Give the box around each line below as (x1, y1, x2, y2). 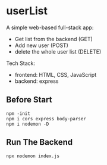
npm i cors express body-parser (6, 116, 86, 122)
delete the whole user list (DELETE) (14, 48, 102, 55)
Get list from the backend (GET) (14, 35, 93, 42)
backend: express (14, 77, 59, 85)
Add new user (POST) (14, 42, 68, 49)
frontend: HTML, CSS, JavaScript (14, 71, 97, 78)
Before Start (6, 95, 52, 105)
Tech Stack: (6, 60, 36, 67)
